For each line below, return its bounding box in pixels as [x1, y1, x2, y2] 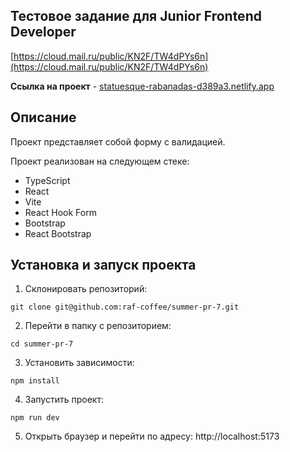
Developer [10, 24, 77, 41]
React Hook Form [24, 206, 97, 218]
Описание [10, 109, 77, 126]
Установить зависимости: [24, 357, 135, 369]
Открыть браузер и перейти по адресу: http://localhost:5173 [24, 430, 280, 443]
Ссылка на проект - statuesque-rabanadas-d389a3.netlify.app [10, 80, 275, 92]
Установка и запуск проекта [10, 257, 197, 274]
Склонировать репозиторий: [24, 283, 148, 295]
